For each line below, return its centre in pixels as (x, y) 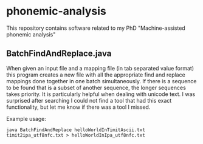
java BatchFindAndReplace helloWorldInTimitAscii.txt (76, 130)
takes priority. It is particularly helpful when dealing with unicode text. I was (101, 94)
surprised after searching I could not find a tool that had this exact (89, 100)
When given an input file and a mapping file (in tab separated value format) (100, 68)
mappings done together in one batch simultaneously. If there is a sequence (101, 81)
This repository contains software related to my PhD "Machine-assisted (96, 28)
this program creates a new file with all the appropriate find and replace (96, 75)
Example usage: (26, 118)
